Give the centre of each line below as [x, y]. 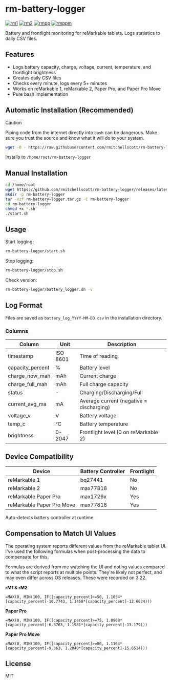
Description [122, 344]
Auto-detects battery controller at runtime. [50, 517]
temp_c [17, 424]
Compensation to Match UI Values [61, 534]
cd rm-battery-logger [28, 204]
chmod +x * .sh [20, 209]
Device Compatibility [40, 457]
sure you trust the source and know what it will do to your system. [75, 138]
